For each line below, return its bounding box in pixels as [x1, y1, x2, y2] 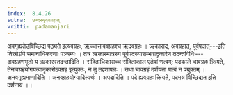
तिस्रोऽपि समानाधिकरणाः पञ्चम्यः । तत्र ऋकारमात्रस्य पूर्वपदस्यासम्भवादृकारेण [7, 50, 172, 58]
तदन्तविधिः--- [172, 50, 204, 58]
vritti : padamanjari [7, 23, 70, 30]
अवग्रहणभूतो [7, 58, 33, 66]
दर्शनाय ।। [7, 81, 33, 89]
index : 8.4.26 [7, 10, 51, 17]
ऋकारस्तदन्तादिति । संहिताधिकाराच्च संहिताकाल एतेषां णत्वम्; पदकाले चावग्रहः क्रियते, [39, 58, 225, 66]
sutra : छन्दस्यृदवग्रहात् [7, 17, 61, 24]
